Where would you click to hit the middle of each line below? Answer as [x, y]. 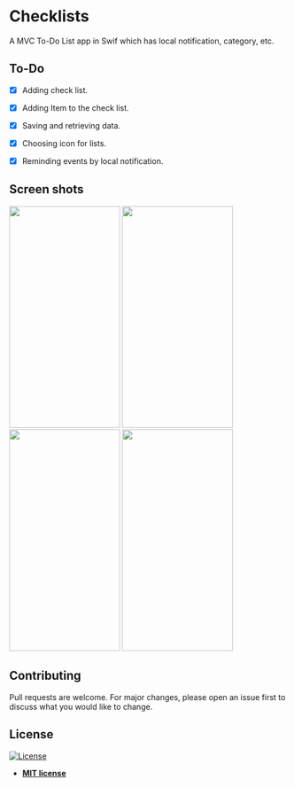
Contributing [45, 676]
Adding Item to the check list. [76, 107]
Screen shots [46, 189]
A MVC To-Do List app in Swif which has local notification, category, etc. [142, 41]
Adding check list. [55, 90]
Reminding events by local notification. [93, 161]
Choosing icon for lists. [64, 143]
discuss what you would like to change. [81, 706]
